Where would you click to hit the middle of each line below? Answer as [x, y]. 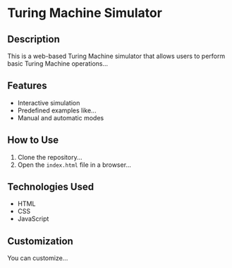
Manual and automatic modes [61, 117]
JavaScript [33, 219]
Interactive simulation [49, 103]
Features [27, 86]
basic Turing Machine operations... [58, 64]
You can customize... [38, 258]
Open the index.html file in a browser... [74, 165]
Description [33, 39]
